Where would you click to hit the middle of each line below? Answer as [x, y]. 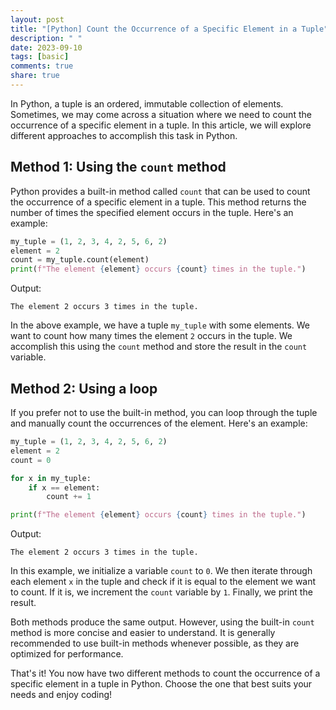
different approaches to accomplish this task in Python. [124, 135]
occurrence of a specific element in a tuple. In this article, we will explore [161, 125]
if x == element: [64, 487]
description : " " [46, 38]
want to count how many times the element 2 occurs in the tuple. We [151, 336]
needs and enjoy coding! [61, 695]
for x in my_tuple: [51, 478]
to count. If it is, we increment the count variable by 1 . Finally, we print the [161, 592]
